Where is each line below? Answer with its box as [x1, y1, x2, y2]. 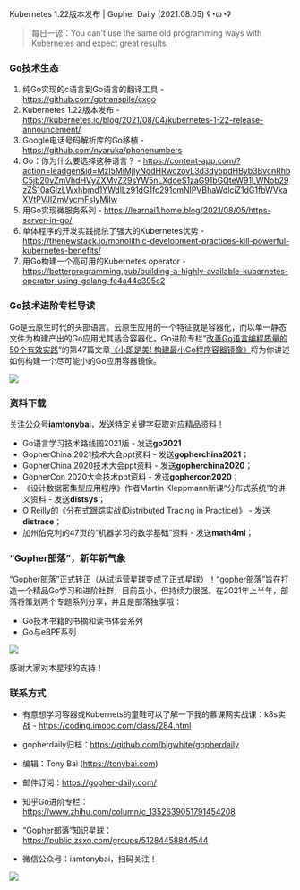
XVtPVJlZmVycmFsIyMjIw [21, 194, 118, 205]
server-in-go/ [21, 215, 73, 226]
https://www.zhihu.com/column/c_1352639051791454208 [21, 807, 236, 817]
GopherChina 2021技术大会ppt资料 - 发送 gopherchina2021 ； [21, 448, 249, 460]
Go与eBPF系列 [21, 626, 77, 637]
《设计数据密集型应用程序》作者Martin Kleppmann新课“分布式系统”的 [21, 482, 279, 493]
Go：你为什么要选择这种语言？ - [21, 156, 141, 167]
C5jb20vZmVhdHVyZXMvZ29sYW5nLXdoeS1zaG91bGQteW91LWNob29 [21, 175, 289, 186]
